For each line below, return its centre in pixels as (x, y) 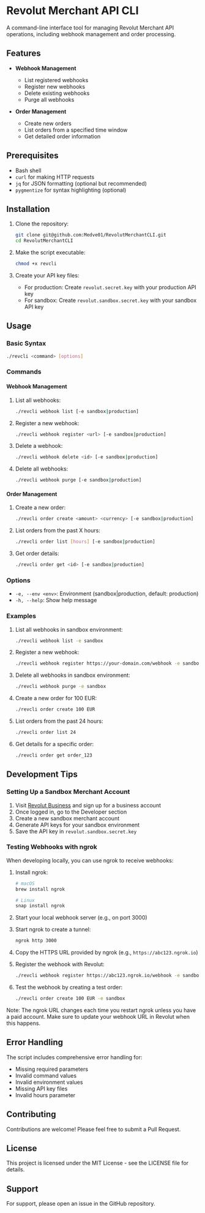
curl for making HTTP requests (55, 177)
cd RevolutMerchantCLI (44, 241)
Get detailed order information (62, 136)
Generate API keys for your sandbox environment (77, 825)
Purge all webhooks (49, 99)
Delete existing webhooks (57, 93)
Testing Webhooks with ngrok (52, 847)
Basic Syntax (26, 344)
